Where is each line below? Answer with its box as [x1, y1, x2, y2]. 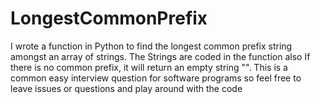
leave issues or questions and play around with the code [10, 82, 243, 94]
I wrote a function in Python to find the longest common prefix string [10, 40, 293, 52]
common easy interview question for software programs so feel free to [10, 72, 302, 84]
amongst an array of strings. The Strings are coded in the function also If [10, 50, 311, 62]
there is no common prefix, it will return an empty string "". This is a [10, 61, 288, 73]
